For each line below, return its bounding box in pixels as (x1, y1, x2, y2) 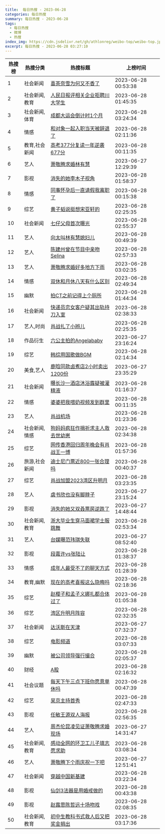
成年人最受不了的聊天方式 (51, 564, 110, 571)
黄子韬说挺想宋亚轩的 (51, 206, 100, 213)
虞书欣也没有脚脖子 (51, 491, 95, 498)
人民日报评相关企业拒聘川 (51, 92, 110, 99)
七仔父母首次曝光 (51, 220, 90, 227)
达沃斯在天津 (51, 623, 81, 630)
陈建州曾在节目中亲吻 (51, 246, 100, 253)
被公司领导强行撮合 (51, 652, 95, 659)
